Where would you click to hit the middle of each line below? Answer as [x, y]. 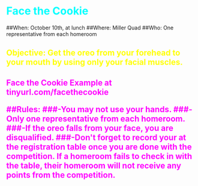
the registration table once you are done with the [99, 147]
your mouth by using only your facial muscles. [94, 62]
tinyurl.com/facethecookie [58, 92]
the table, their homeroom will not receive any [94, 165]
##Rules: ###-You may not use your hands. [89, 109]
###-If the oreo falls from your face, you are [90, 128]
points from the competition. [61, 175]
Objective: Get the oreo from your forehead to [93, 53]
